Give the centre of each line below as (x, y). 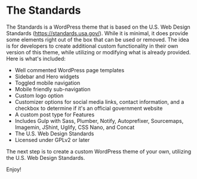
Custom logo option (39, 95)
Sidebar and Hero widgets (47, 76)
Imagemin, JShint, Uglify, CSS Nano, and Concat (75, 127)
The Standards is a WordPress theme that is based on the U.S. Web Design (98, 27)
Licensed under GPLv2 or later (52, 140)
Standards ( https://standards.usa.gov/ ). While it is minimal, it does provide (97, 33)
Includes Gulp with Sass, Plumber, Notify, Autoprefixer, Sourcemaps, (99, 121)
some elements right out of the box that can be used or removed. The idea (98, 39)
